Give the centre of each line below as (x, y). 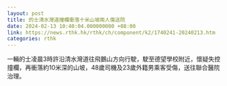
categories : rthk (32, 39)
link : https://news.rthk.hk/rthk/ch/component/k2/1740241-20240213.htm (111, 32)
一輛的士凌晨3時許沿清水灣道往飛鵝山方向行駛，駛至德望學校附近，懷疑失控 (114, 59)
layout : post (26, 13)
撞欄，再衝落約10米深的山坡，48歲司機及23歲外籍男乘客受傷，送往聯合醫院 (113, 68)
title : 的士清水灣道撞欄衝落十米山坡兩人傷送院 (66, 20)
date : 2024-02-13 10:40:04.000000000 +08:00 (71, 26)
